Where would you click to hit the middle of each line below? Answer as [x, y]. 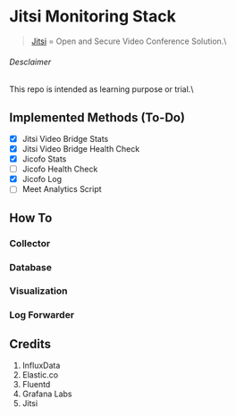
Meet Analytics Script [62, 189]
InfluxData [41, 366]
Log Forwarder [42, 315]
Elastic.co [40, 375]
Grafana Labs [47, 394]
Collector [30, 243]
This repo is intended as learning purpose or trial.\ [101, 89]
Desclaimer [30, 62]
